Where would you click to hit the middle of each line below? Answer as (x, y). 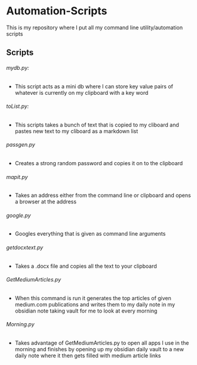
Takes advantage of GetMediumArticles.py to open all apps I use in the (102, 343)
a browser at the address (45, 202)
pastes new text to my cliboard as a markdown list (76, 131)
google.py (19, 215)
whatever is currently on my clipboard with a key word (81, 92)
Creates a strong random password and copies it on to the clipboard (99, 163)
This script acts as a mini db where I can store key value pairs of (94, 86)
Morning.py (20, 324)
